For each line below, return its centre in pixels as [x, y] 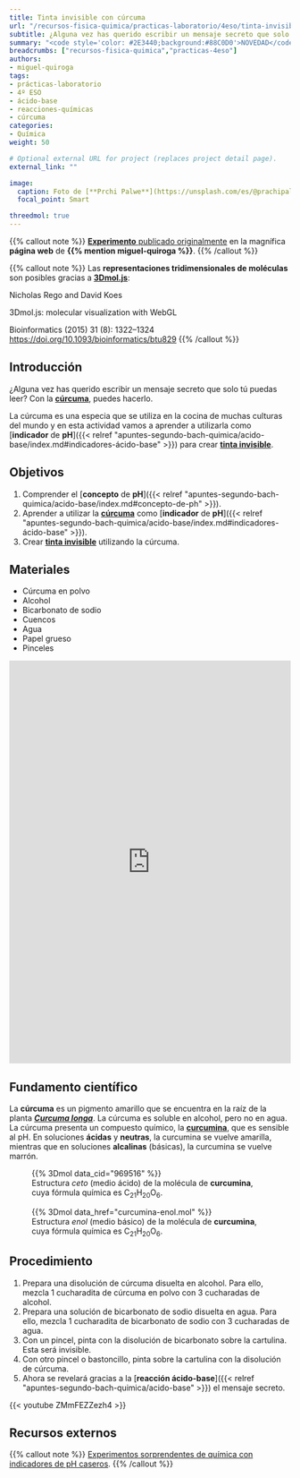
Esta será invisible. [57, 1349]
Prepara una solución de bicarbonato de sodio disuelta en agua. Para [149, 1311]
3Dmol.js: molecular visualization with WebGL [93, 312]
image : [21, 183]
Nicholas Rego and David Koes [66, 295]
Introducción [46, 367]
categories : [31, 126]
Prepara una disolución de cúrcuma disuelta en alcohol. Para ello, [142, 1283]
